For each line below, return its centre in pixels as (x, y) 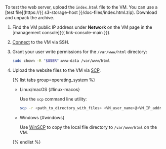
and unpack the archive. (30, 18)
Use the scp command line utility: (53, 99)
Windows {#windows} (42, 117)
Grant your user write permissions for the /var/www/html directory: (80, 52)
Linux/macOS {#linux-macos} (50, 89)
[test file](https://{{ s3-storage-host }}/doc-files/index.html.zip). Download (81, 12)
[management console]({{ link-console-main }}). (61, 32)
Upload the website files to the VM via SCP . (57, 70)
